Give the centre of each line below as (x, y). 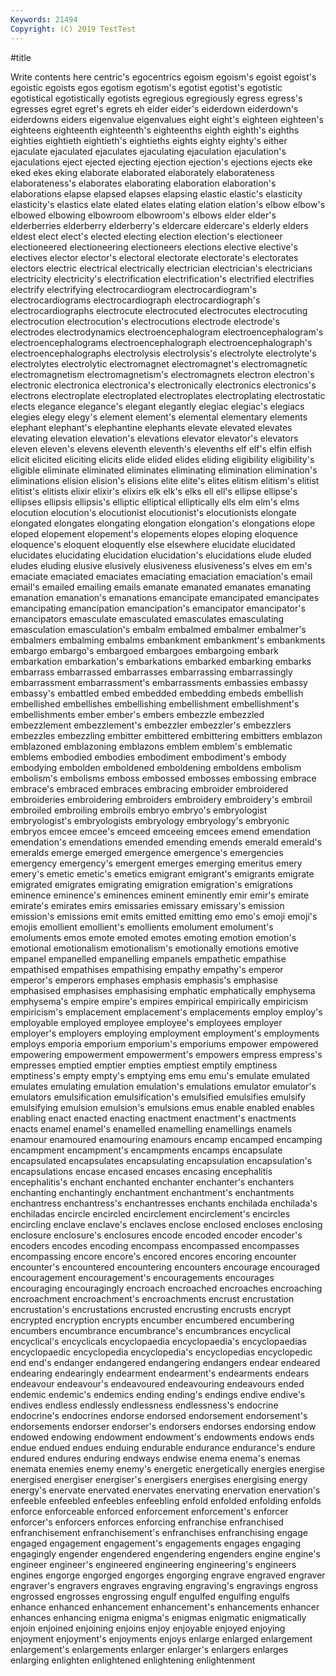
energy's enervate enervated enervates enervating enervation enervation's (165, 1490)
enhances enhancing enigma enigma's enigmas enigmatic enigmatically (158, 1617)
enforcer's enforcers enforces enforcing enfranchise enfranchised (147, 1522)
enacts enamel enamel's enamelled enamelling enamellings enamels (151, 1128)
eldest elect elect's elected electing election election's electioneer (146, 236)
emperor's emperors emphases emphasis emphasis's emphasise (144, 980)
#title (21, 57)
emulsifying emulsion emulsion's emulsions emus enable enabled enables (162, 1107)
